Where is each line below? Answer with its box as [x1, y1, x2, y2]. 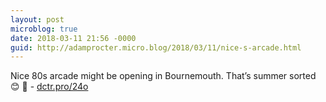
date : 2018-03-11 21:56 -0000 [10, 33, 137, 43]
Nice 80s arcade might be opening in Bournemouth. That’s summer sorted [10, 70, 317, 82]
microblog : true [10, 24, 78, 34]
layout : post [10, 14, 65, 25]
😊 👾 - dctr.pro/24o [10, 81, 89, 93]
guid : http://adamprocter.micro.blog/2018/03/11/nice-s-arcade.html [10, 42, 302, 53]
